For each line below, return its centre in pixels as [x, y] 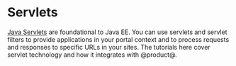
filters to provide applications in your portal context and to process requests [118, 39]
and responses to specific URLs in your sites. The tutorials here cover [109, 47]
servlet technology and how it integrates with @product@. [92, 55]
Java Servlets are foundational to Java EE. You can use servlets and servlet [118, 32]
